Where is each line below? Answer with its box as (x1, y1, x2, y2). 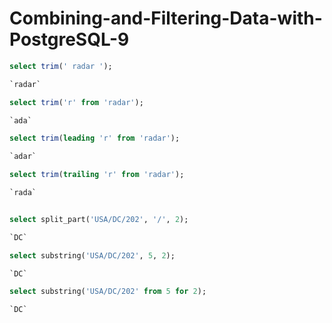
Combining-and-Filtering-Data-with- (9, 7, 323, 30)
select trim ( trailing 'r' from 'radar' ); (9, 170, 185, 180)
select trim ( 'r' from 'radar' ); (9, 97, 144, 107)
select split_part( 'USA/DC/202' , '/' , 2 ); (9, 214, 189, 224)
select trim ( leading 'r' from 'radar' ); (9, 133, 181, 144)
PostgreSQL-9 (9, 28, 130, 51)
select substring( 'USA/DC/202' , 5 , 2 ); (9, 250, 176, 261)
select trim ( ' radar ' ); (9, 61, 113, 71)
